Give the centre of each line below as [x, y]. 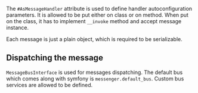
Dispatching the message [55, 58]
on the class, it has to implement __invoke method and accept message [94, 21]
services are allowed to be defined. [49, 85]
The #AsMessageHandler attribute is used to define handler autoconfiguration [99, 9]
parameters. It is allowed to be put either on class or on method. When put [98, 15]
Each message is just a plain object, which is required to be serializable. [95, 39]
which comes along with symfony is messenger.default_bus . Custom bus [95, 78]
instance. [18, 27]
